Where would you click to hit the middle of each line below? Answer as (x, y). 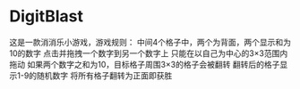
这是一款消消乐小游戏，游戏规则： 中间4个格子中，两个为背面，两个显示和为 (150, 42)
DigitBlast (46, 16)
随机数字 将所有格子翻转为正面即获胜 (104, 75)
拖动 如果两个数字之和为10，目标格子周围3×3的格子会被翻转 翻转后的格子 (145, 64)
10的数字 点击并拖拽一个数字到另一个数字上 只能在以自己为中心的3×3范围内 (149, 53)
